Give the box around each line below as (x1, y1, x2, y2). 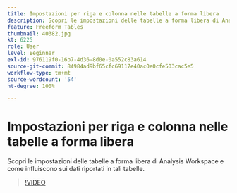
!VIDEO (24, 178, 46, 187)
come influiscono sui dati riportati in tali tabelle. (7, 165, 145, 173)
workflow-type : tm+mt (7, 69, 71, 76)
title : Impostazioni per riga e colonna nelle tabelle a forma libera (7, 10, 219, 18)
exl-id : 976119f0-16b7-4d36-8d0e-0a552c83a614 (7, 56, 147, 63)
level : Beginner (7, 50, 55, 57)
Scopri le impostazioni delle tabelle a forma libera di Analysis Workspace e (7, 157, 224, 166)
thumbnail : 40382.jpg (7, 30, 71, 37)
